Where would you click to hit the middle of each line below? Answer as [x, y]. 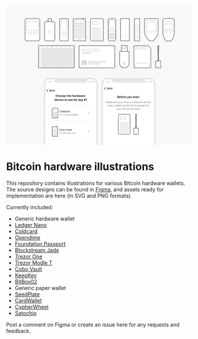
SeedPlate [27, 294]
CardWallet [28, 300]
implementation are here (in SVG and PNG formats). [69, 196]
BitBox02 [26, 282]
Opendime [27, 237]
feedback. [18, 331]
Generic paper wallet [40, 288]
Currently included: [30, 207]
